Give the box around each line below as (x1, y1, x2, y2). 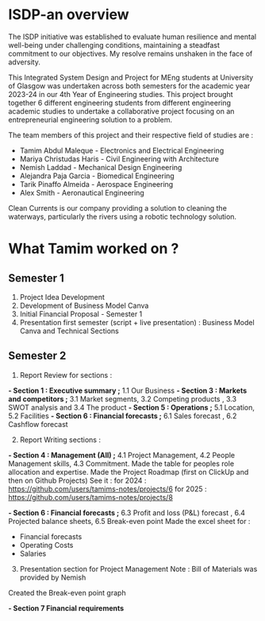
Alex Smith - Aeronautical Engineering (19, 188, 144, 197)
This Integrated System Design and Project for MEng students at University (8, 72, 254, 82)
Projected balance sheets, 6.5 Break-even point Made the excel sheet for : (8, 516, 251, 526)
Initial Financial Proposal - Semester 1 (19, 309, 143, 319)
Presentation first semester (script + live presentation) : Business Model (19, 317, 255, 327)
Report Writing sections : (19, 435, 102, 444)
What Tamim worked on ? (8, 240, 179, 258)
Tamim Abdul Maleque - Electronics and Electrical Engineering (19, 146, 225, 155)
